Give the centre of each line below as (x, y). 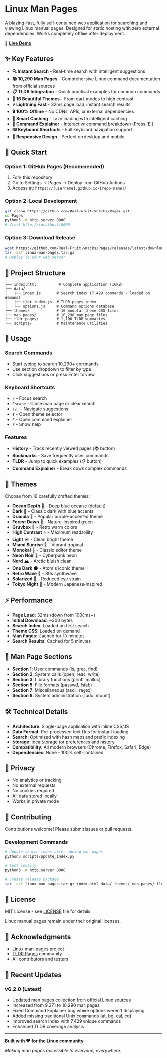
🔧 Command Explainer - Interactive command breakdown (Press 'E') (83, 124)
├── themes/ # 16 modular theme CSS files (62, 310)
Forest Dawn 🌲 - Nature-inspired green (53, 522)
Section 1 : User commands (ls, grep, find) (55, 669)
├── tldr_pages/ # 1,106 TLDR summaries (55, 319)
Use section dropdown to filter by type (52, 369)
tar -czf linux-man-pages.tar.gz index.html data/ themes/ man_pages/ (80, 884)
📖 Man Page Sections (39, 657)
